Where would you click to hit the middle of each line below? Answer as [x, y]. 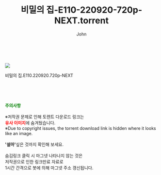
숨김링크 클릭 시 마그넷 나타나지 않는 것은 [44, 156]
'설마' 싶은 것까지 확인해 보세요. [34, 144]
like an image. [19, 133]
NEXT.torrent [81, 21]
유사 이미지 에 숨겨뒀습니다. [30, 122]
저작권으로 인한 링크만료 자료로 [34, 161]
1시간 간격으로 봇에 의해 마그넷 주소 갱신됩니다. [49, 168]
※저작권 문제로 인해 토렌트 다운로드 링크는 [45, 117]
